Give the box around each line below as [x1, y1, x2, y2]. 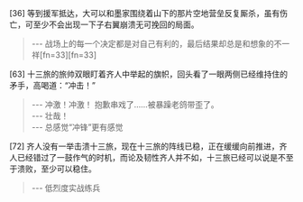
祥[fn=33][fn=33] [31, 50, 97, 60]
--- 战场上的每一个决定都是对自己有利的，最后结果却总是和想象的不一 [31, 39, 290, 49]
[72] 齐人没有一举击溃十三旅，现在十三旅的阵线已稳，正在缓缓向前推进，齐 [9, 141, 288, 151]
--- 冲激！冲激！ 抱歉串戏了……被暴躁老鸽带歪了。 [31, 99, 219, 110]
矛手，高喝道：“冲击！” [9, 80, 96, 90]
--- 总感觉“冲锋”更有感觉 [31, 122, 124, 133]
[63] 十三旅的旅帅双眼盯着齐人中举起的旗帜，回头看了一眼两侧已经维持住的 [9, 69, 289, 79]
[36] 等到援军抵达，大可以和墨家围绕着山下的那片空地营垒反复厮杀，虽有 [9, 8, 280, 18]
